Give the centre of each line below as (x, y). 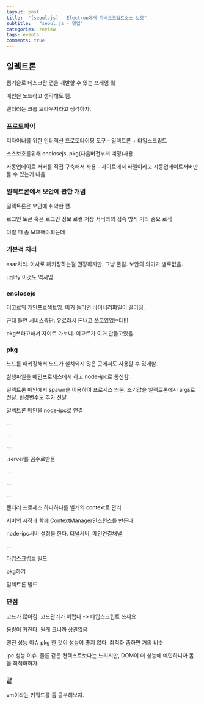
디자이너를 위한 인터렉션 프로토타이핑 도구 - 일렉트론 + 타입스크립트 (87, 141)
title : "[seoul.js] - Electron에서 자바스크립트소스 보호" (77, 18)
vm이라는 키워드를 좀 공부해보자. (45, 695)
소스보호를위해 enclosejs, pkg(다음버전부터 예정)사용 (70, 154)
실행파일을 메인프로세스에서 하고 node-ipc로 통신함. (68, 376)
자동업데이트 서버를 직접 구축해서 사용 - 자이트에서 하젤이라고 (79, 167)
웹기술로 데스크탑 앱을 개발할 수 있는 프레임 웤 (61, 83)
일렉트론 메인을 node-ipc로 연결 (45, 410)
